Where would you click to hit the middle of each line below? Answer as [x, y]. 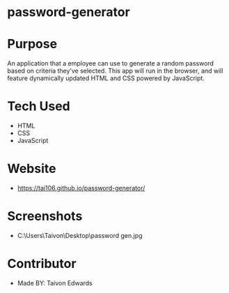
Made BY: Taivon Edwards [55, 283]
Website [32, 169]
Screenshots [45, 216]
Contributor [42, 264]
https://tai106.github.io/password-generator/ [81, 188]
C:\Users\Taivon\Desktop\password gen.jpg [80, 235]
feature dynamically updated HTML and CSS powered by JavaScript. [106, 78]
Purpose [32, 44]
